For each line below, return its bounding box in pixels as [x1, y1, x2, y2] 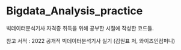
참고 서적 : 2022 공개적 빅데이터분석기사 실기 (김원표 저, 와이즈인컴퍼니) [6, 37, 176, 44]
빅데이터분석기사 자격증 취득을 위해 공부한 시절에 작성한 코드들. [6, 24, 155, 32]
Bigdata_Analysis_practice [6, 4, 143, 18]
